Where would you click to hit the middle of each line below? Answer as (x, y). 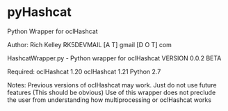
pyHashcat (39, 12)
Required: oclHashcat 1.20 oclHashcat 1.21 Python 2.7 (84, 71)
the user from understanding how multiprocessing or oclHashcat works (109, 100)
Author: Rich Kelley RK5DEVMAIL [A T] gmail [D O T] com (90, 44)
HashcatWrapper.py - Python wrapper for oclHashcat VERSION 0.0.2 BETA (114, 58)
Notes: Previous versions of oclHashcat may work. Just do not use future (112, 85)
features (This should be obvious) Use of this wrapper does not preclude (112, 92)
